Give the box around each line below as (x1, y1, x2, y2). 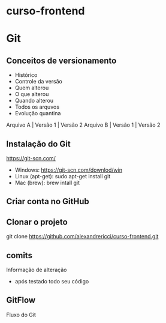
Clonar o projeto (6, 217, 68, 227)
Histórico (14, 71, 38, 79)
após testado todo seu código (14, 278, 89, 285)
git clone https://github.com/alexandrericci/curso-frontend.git (6, 233, 159, 240)
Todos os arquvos (14, 103, 60, 110)
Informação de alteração (6, 266, 67, 274)
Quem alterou (14, 84, 49, 91)
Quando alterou (14, 97, 54, 104)
